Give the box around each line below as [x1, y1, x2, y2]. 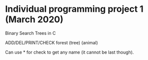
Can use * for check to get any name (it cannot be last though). [5, 49, 134, 55]
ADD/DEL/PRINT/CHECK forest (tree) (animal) [5, 39, 98, 45]
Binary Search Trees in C [5, 30, 56, 36]
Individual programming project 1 [5, 3, 144, 15]
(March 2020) [5, 14, 63, 25]
